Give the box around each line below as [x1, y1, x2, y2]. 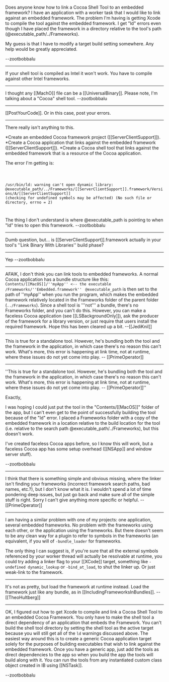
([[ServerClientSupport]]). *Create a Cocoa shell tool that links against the [5, 145, 159, 150]
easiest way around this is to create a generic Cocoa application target [5, 635, 152, 641]
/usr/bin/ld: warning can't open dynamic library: [5, 182, 114, 187]
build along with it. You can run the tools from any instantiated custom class [5, 657, 162, 663]
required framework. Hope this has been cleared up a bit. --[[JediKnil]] [5, 323, 152, 329]
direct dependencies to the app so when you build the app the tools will [5, 651, 153, 657]
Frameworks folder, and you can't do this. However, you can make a [5, 307, 146, 314]
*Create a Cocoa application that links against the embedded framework [5, 139, 156, 145]
